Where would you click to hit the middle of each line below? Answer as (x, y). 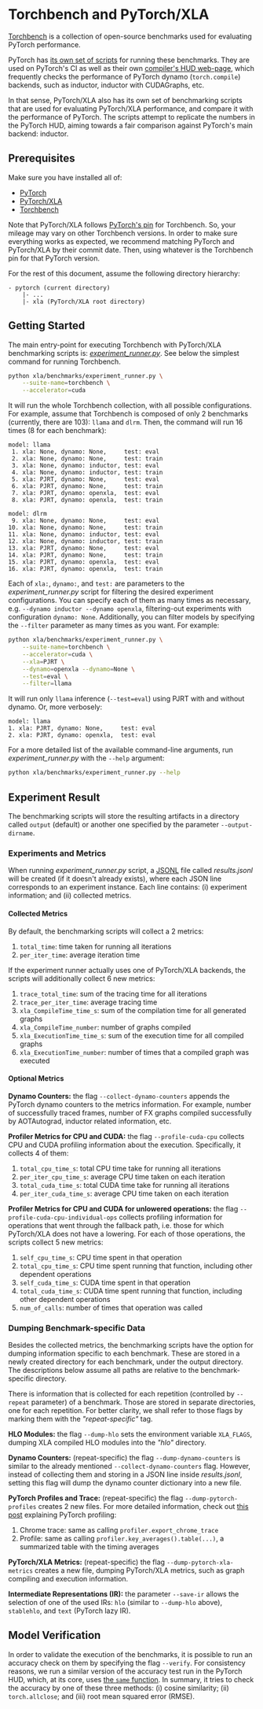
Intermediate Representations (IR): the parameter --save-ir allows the (124, 1594)
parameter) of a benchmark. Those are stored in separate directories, (143, 1402)
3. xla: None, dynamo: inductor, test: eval (85, 466)
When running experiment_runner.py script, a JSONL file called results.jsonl (131, 871)
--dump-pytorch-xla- (200, 1563)
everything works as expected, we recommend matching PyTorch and (121, 241)
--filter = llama (47, 684)
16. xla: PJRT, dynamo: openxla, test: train (86, 569)
